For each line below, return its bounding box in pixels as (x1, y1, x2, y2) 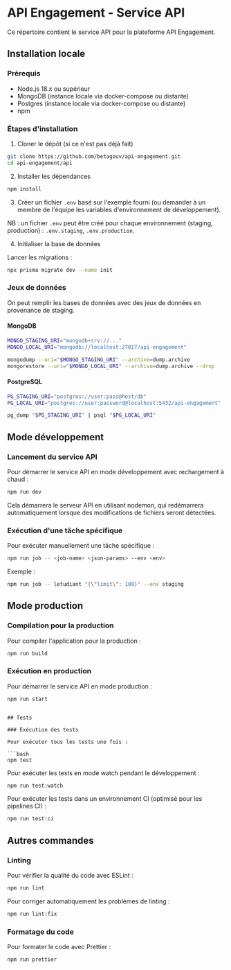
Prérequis (7, 69, 41, 78)
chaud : (7, 475, 29, 483)
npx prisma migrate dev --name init (7, 266, 113, 273)
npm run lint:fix (7, 910, 57, 917)
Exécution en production (7, 666, 92, 676)
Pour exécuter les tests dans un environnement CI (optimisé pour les (7, 795, 203, 803)
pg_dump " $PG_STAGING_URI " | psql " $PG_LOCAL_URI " (7, 412, 156, 419)
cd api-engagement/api (7, 159, 73, 166)
